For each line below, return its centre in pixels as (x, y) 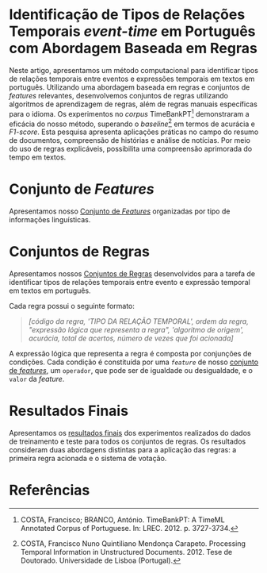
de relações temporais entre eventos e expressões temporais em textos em (132, 79)
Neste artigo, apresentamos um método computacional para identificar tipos (133, 70)
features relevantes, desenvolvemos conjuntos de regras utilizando (119, 95)
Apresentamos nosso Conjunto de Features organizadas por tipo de (120, 211)
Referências (50, 490)
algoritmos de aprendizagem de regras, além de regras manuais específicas (133, 104)
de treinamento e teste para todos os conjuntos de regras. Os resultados (128, 441)
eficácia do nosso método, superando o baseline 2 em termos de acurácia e (132, 123)
